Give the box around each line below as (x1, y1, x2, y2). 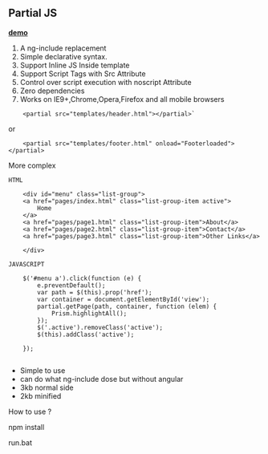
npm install (8, 422, 45, 432)
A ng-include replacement (19, 43, 107, 53)
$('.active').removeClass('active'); (37, 323, 163, 331)
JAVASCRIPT (8, 260, 45, 268)
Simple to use (19, 365, 66, 375)
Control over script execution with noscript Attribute (19, 77, 192, 87)
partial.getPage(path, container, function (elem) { (37, 302, 217, 310)
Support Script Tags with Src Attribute (19, 68, 146, 79)
